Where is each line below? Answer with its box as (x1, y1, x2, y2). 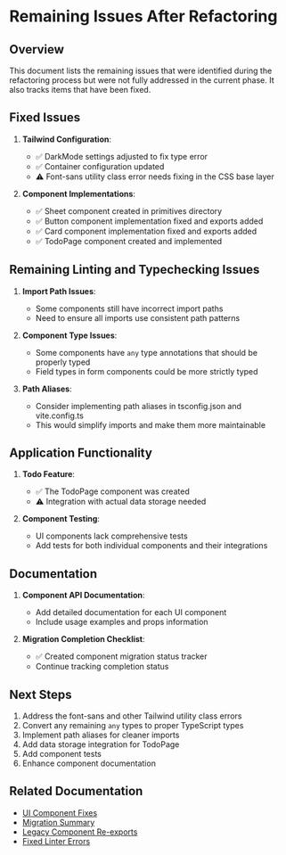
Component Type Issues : (21, 330, 118, 341)
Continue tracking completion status (35, 662, 169, 672)
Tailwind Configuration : (21, 134, 111, 144)
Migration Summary (21, 817, 95, 827)
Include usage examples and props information (35, 617, 208, 628)
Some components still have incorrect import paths (35, 303, 224, 314)
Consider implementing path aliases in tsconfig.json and (35, 400, 242, 411)
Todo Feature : (21, 469, 76, 480)
